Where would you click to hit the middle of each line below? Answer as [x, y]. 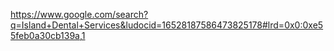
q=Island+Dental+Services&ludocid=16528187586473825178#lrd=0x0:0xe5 [167, 25]
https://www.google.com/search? [79, 14]
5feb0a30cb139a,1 [48, 35]
